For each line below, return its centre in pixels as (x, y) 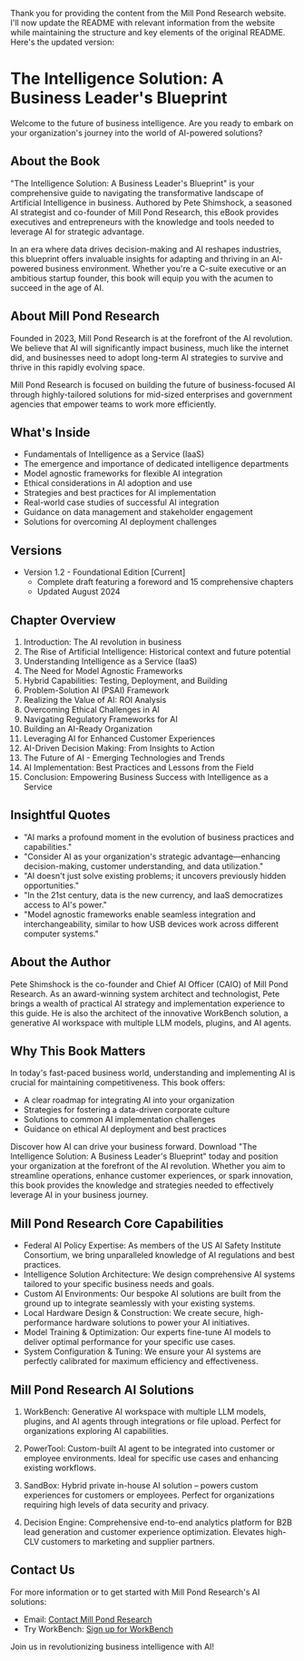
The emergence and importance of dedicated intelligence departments (156, 464)
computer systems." (61, 934)
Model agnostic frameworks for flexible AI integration (123, 474)
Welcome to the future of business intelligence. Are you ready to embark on (152, 123)
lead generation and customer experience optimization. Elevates (144, 1532)
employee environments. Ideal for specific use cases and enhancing (151, 1458)
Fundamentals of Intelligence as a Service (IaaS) (114, 454)
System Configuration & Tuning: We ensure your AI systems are (142, 1351)
